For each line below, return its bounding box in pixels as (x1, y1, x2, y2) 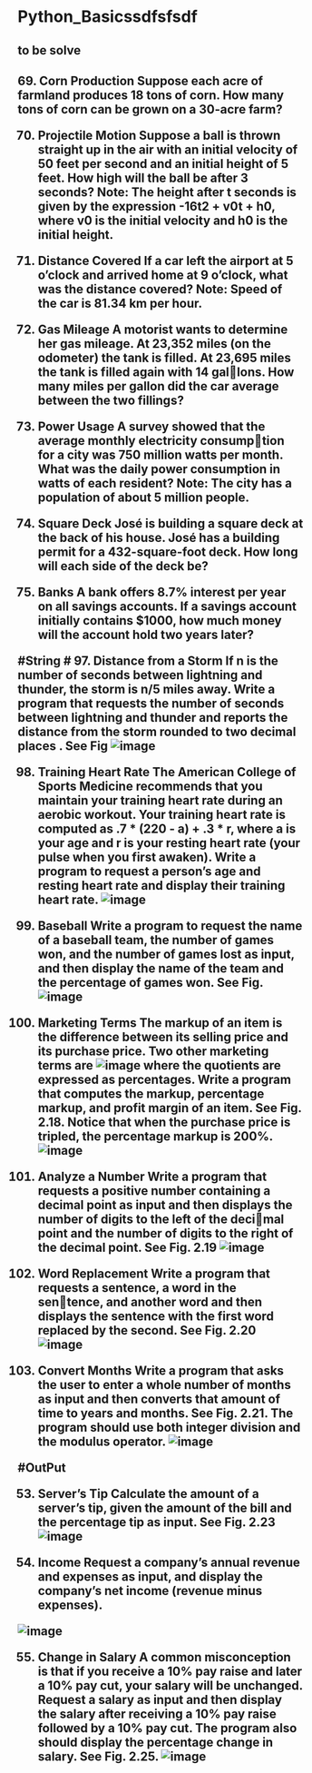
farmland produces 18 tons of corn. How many (17, 87, 285, 103)
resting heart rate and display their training (37, 878, 286, 893)
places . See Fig (17, 738, 109, 754)
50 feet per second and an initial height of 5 (37, 156, 289, 172)
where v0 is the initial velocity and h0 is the (37, 212, 288, 228)
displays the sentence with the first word (37, 1308, 274, 1324)
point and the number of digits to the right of (37, 1226, 294, 1241)
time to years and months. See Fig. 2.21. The (37, 1405, 294, 1421)
